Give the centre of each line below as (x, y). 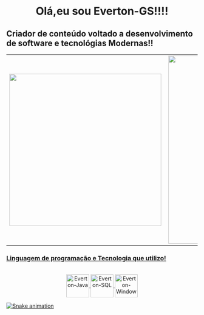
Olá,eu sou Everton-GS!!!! (102, 11)
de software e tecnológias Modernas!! (80, 43)
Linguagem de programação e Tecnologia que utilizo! (86, 258)
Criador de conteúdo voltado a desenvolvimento (100, 34)
